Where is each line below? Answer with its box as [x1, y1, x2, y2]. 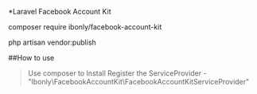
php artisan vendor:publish [8, 37, 97, 47]
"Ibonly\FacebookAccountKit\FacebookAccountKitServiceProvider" [27, 77, 250, 86]
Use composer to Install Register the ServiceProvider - [27, 69, 207, 78]
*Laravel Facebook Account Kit [8, 7, 111, 16]
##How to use [8, 53, 55, 62]
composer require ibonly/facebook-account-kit [8, 22, 162, 31]
